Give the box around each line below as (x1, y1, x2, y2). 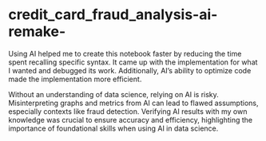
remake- (8, 22, 66, 41)
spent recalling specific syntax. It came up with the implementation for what (8, 57, 258, 67)
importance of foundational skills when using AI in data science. (8, 123, 219, 133)
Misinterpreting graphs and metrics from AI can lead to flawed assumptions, (8, 98, 259, 108)
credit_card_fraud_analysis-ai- (8, 6, 218, 24)
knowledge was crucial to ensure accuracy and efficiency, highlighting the (8, 115, 253, 124)
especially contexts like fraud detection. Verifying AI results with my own (8, 106, 248, 116)
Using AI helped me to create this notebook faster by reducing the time (8, 49, 242, 58)
